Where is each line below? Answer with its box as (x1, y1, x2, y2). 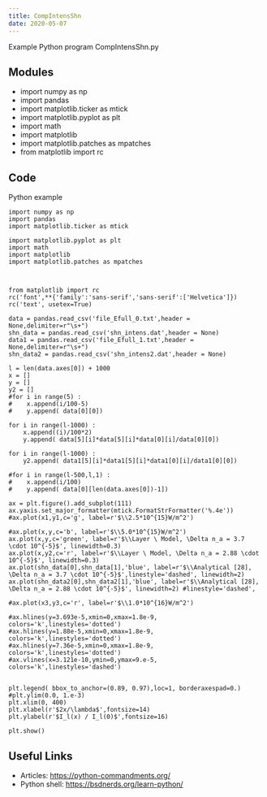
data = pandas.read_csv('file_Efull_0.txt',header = (8, 314, 191, 323)
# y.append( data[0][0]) (8, 407, 104, 415)
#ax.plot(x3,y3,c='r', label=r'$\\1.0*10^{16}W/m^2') (8, 599, 195, 608)
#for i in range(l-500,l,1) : (8, 471, 111, 479)
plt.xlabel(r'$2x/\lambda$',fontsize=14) (8, 706, 151, 714)
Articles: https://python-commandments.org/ (19, 770, 170, 780)
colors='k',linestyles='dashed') (8, 663, 122, 671)
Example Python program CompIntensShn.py (8, 41, 160, 51)
